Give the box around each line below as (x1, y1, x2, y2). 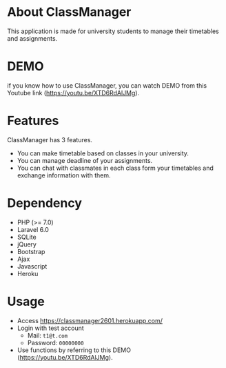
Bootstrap (17, 247, 45, 255)
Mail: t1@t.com (27, 331, 68, 339)
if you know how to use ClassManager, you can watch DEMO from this (7, 81, 207, 90)
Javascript (17, 262, 48, 270)
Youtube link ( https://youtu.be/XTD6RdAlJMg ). (7, 88, 140, 97)
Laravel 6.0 (17, 225, 50, 233)
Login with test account (17, 324, 84, 332)
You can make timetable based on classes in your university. (17, 149, 189, 157)
